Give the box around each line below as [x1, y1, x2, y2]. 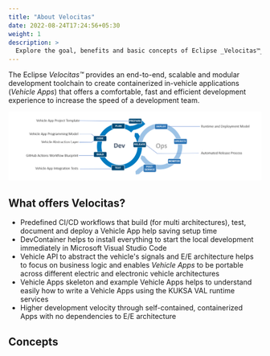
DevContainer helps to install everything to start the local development [19, 235, 254, 244]
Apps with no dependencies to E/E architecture [19, 312, 177, 321]
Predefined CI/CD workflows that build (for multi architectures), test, [19, 218, 247, 227]
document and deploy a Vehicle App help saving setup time [19, 226, 218, 236]
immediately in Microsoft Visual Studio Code [19, 243, 167, 253]
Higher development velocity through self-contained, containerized [19, 303, 243, 313]
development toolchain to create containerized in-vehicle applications [8, 79, 239, 88]
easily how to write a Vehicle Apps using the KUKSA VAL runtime [19, 286, 235, 296]
